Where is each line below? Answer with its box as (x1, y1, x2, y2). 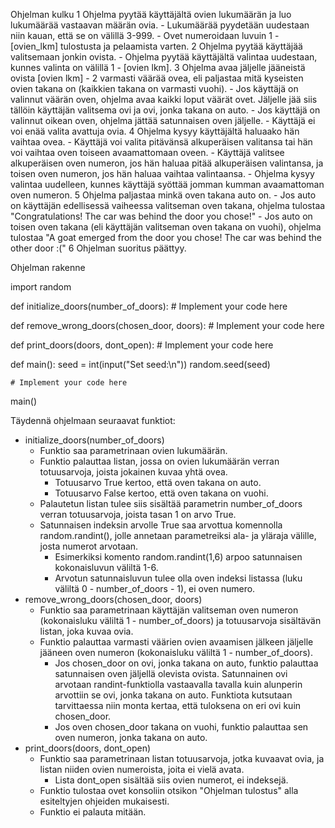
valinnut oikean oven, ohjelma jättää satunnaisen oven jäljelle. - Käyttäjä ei (10, 115, 316, 126)
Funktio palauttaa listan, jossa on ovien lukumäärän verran (39, 455, 280, 467)
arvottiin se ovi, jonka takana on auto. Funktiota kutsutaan (54, 689, 293, 701)
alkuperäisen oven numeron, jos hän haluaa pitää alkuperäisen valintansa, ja (10, 157, 324, 169)
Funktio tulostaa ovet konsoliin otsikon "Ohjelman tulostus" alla (39, 785, 299, 796)
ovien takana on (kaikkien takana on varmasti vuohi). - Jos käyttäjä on (10, 83, 299, 94)
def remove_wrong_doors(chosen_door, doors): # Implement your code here (10, 320, 325, 331)
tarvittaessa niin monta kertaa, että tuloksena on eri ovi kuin (54, 700, 302, 711)
